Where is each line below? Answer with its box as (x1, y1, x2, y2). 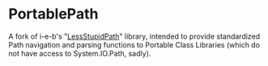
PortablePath (8, 5, 99, 23)
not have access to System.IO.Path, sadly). (8, 48, 151, 58)
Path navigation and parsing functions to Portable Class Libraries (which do (8, 39, 261, 49)
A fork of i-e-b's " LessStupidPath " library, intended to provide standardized (8, 31, 261, 41)
